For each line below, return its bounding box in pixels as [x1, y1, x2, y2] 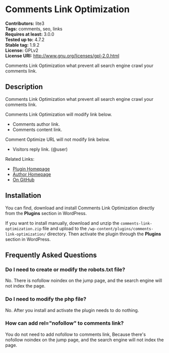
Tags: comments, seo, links [5, 25, 63, 31]
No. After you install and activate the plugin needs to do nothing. [5, 307, 139, 313]
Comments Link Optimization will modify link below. [5, 111, 112, 117]
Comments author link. [12, 121, 60, 127]
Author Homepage [12, 171, 51, 177]
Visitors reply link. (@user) [12, 146, 68, 152]
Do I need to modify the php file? [5, 296, 87, 303]
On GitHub [12, 176, 35, 183]
